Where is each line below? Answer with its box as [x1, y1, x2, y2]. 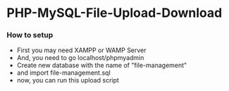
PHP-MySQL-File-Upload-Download [6, 5, 223, 21]
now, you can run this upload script [16, 76, 119, 85]
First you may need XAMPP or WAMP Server [16, 46, 147, 54]
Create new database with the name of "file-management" [16, 61, 187, 70]
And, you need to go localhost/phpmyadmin [16, 54, 144, 62]
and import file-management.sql [16, 68, 111, 77]
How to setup [6, 30, 54, 40]
